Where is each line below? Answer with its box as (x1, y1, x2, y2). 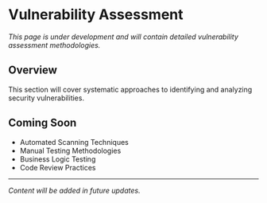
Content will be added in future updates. (8, 185, 141, 195)
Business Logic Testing (19, 154, 96, 164)
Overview (8, 64, 58, 77)
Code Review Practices (19, 162, 96, 172)
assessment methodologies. (8, 40, 101, 49)
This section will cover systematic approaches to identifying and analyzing (8, 84, 253, 94)
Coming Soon (8, 116, 77, 130)
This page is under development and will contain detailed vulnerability (8, 32, 238, 41)
